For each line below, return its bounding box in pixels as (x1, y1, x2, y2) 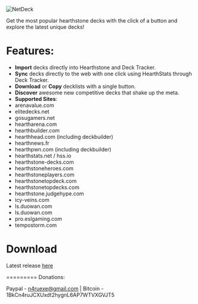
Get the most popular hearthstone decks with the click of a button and (6, 17, 178, 24)
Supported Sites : (14, 95, 58, 102)
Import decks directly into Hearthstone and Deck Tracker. (14, 64, 156, 71)
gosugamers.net (14, 114, 55, 121)
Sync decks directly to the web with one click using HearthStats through (14, 70, 192, 77)
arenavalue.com (14, 102, 55, 109)
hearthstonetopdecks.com (14, 183, 80, 191)
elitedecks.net (14, 107, 50, 115)
